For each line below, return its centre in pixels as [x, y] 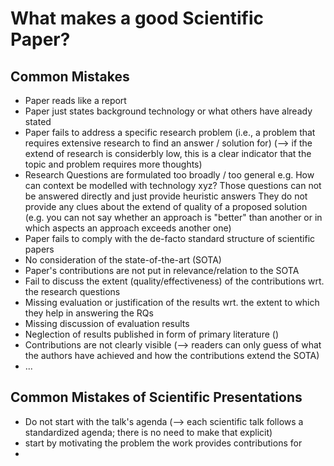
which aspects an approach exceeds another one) [128, 228]
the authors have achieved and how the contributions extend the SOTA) [172, 355]
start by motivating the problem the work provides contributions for [163, 443]
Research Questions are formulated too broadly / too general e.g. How [169, 175]
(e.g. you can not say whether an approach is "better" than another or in [173, 217]
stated [38, 121]
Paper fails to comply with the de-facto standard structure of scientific [170, 238]
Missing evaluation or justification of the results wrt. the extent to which [172, 302]
